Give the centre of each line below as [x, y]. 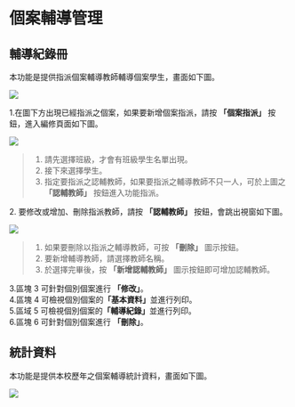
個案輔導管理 [56, 18]
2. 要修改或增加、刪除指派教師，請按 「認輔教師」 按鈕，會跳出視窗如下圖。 [148, 212]
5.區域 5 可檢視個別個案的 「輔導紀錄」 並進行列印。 [103, 311]
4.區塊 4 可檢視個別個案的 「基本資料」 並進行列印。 [103, 300]
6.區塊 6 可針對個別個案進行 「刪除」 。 [79, 322]
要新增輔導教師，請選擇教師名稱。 [107, 258]
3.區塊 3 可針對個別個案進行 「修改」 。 [79, 289]
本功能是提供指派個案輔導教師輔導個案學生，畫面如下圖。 [114, 77]
